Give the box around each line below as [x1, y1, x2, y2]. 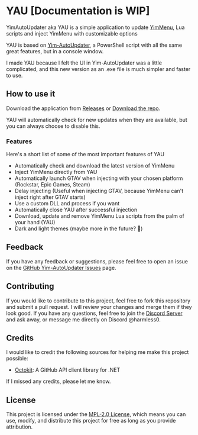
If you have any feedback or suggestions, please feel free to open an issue [6, 257, 188, 265]
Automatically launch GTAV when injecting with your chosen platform [14, 175, 183, 182]
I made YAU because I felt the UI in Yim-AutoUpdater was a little [6, 59, 163, 66]
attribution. [6, 423, 33, 430]
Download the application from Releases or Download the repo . [6, 105, 161, 112]
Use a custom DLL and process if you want [14, 200, 120, 207]
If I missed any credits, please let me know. [6, 378, 111, 385]
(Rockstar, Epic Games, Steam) [14, 181, 90, 188]
